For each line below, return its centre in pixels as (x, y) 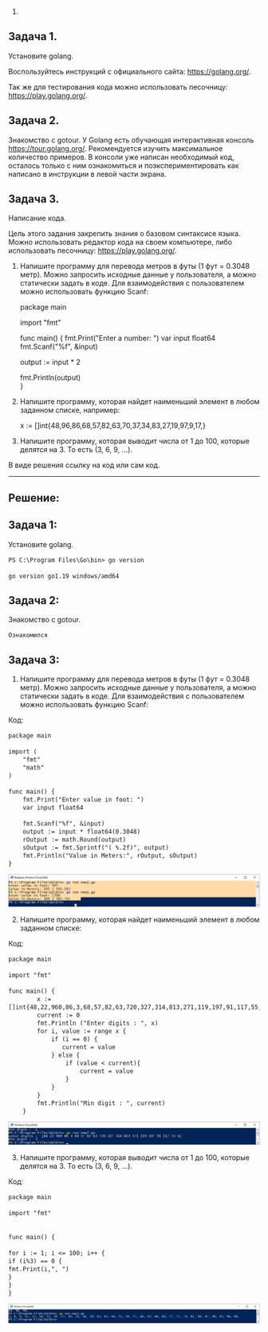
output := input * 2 (50, 362)
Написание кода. (37, 218)
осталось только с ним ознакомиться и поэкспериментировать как (124, 165)
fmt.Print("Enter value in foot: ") (84, 800)
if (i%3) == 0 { (35, 1262)
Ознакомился (28, 635)
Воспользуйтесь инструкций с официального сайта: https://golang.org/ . (130, 71)
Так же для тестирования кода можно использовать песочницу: (118, 86)
